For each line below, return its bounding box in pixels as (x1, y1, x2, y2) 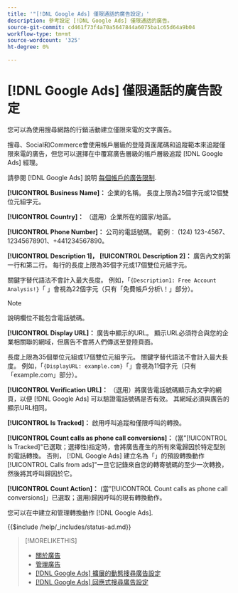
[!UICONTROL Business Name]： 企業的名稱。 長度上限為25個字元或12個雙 (7, 188, 229, 196)
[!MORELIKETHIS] (24, 536, 77, 545)
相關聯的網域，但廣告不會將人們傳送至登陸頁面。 (13, 337, 157, 346)
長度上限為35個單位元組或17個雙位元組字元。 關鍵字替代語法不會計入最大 (7, 352, 222, 361)
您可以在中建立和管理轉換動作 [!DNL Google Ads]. (7, 508, 153, 517)
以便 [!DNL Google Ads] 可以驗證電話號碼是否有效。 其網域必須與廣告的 (19, 394, 229, 403)
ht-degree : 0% (7, 43, 50, 51)
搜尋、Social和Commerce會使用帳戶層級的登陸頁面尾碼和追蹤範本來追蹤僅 (7, 140, 226, 149)
